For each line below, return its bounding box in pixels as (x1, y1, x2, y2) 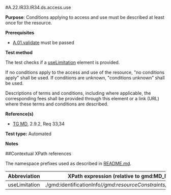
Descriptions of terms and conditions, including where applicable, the (5, 90, 151, 96)
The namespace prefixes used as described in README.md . (5, 161, 131, 166)
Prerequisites (5, 30, 35, 35)
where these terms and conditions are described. (5, 101, 108, 107)
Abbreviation (8, 172, 40, 180)
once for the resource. (5, 20, 52, 26)
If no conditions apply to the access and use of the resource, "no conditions (5, 69, 164, 75)
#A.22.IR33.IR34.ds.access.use (5, 5, 71, 10)
